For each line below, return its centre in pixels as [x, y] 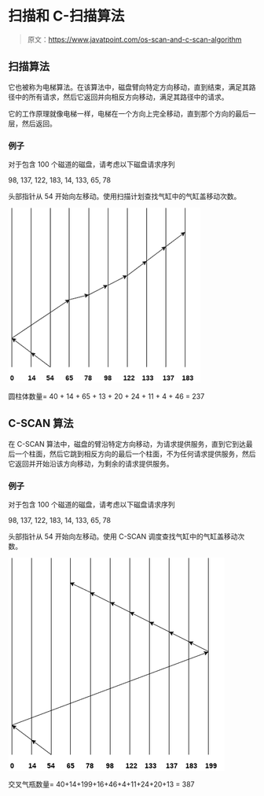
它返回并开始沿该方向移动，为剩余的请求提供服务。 [91, 463]
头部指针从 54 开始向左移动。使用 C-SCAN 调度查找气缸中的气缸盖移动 [123, 536]
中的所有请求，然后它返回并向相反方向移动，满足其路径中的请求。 [121, 97]
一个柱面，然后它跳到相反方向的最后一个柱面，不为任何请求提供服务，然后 [135, 454]
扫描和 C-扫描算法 [66, 16]
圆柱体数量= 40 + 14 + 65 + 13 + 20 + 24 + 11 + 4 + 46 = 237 [106, 396]
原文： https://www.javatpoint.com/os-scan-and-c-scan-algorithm [134, 39]
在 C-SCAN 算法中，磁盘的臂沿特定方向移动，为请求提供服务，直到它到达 [127, 444]
